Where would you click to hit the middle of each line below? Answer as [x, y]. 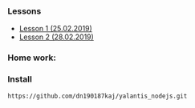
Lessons [24, 11]
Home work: [32, 58]
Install [20, 79]
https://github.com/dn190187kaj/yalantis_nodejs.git [97, 96]
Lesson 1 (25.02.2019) [56, 29]
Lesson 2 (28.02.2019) [56, 37]
